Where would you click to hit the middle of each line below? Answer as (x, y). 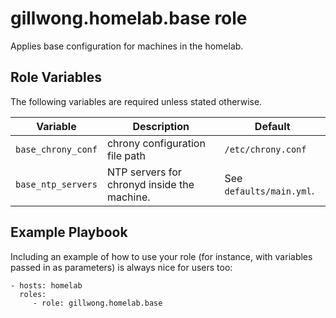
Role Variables (56, 77)
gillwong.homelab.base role (129, 18)
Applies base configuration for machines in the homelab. (127, 46)
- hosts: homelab (46, 285)
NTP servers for (144, 172)
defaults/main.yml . (269, 190)
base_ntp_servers (56, 184)
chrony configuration (156, 143)
